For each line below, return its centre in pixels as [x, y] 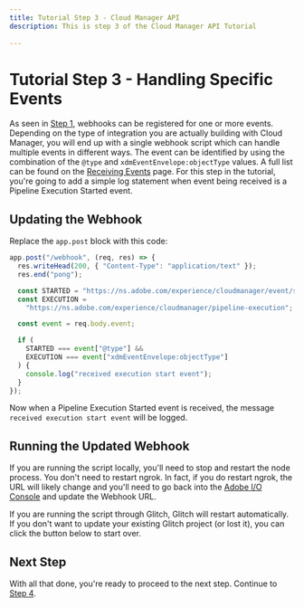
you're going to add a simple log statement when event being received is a [148, 181]
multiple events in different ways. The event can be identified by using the [147, 152]
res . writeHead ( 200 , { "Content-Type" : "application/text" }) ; [137, 266]
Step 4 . [23, 593]
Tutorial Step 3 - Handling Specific [141, 79]
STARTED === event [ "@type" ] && [85, 349]
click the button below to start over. [76, 534]
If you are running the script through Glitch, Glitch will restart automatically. [149, 514]
